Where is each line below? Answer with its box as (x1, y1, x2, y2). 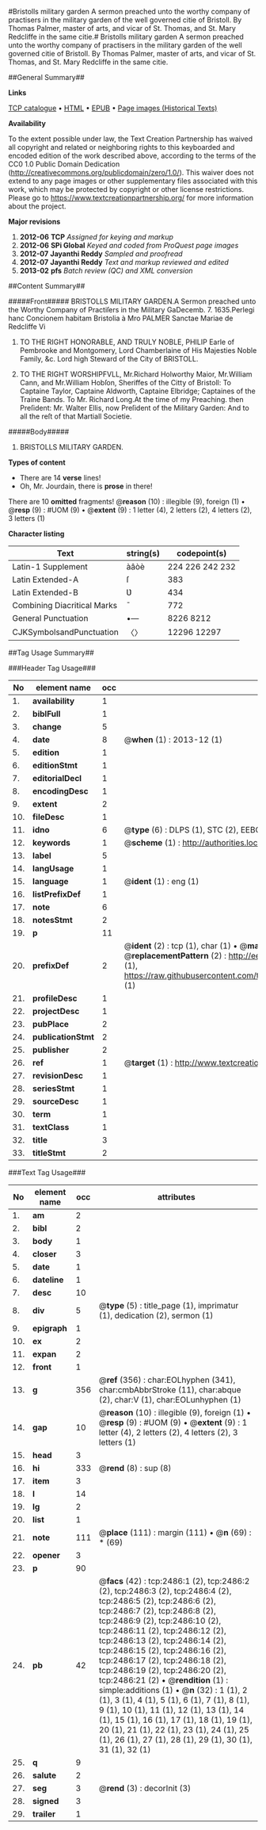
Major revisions (8, 217, 61, 226)
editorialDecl (32, 773, 82, 783)
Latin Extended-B (12, 587, 79, 598)
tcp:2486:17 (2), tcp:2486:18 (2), (98, 1655, 227, 1666)
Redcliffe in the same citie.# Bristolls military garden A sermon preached (8, 32, 244, 41)
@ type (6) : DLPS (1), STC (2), (123, 825, 239, 835)
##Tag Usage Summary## (8, 648, 95, 657)
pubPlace (32, 1019, 70, 1029)
